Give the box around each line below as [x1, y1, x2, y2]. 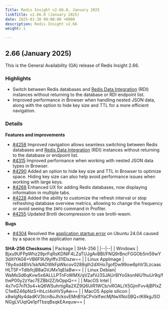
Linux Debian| [87, 267, 116, 273]
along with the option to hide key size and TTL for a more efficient [12, 102, 149, 109]
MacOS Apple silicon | [84, 288, 130, 294]
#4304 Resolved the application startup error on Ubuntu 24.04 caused [12, 230, 159, 236]
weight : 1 [5, 26, 26, 31]
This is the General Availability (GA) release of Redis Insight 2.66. [5, 62, 139, 68]
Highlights [5, 75, 31, 82]
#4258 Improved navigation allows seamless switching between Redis [12, 141, 158, 147]
